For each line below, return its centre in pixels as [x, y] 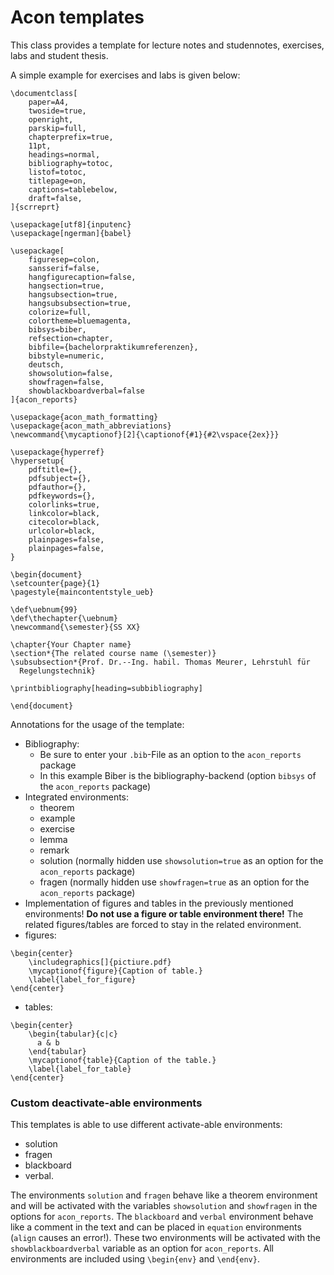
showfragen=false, [66, 382]
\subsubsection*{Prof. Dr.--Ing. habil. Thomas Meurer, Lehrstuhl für [160, 662]
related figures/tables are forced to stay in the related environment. [163, 924]
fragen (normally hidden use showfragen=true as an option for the [174, 882]
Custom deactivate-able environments [106, 1103]
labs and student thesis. [59, 55]
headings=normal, [64, 154]
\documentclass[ [44, 93]
